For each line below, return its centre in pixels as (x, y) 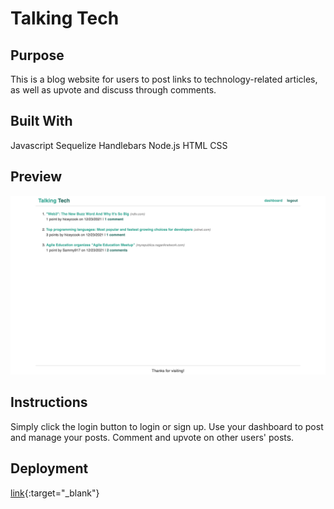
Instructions (49, 402)
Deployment (49, 468)
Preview (36, 177)
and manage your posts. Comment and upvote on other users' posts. (152, 437)
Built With (41, 121)
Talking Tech (65, 18)
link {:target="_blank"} (55, 493)
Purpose (37, 55)
